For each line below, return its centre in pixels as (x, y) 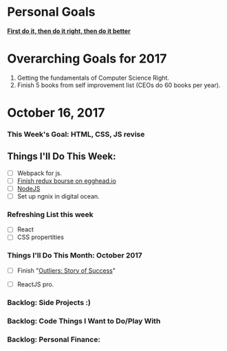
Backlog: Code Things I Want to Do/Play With (84, 321)
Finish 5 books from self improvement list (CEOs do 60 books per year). (119, 85)
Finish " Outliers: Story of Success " (66, 270)
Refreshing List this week (51, 214)
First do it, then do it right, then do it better (69, 31)
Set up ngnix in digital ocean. (58, 196)
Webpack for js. (39, 173)
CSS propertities (40, 237)
